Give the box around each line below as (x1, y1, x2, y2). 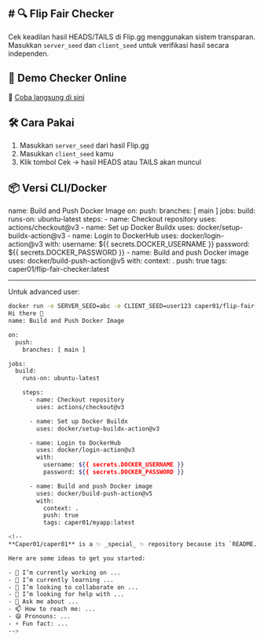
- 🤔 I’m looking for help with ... (8, 591, 125, 599)
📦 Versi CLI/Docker (8, 181, 108, 195)
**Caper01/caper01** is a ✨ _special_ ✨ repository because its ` (8, 540, 233, 548)
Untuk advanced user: (8, 287, 80, 297)
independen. (8, 49, 49, 58)
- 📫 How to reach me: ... (8, 605, 96, 614)
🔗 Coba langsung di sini (8, 92, 85, 101)
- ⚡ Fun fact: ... (8, 620, 68, 628)
